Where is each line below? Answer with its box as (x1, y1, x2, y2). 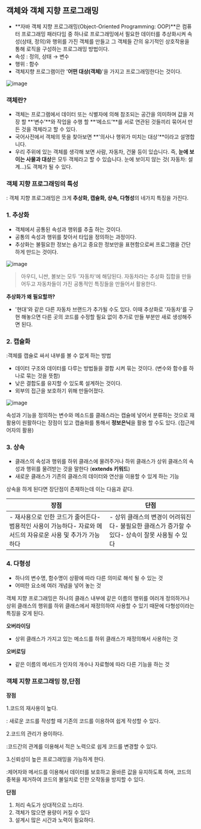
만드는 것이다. (26, 248, 59, 255)
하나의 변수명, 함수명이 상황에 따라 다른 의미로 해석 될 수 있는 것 (14, 574, 163, 581)
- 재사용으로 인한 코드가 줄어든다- (9, 513, 101, 521)
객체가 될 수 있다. (32, 163, 73, 170)
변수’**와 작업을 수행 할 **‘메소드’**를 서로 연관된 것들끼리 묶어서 (34, 118, 187, 125)
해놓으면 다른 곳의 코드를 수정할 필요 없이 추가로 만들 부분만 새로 (21, 313, 172, 320)
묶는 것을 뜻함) (26, 372, 60, 379)
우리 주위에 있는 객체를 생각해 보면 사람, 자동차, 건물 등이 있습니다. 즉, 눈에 (14, 148, 188, 155)
